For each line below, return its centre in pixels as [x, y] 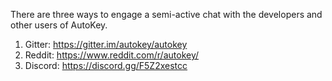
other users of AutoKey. [59, 25]
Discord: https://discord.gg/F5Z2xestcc [106, 65]
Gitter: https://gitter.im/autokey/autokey [106, 44]
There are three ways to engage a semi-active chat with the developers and [166, 14]
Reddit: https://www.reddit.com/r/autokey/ [112, 55]
